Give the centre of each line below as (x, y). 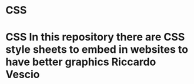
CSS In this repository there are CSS (95, 37)
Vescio (23, 75)
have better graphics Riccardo (81, 62)
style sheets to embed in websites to (97, 50)
